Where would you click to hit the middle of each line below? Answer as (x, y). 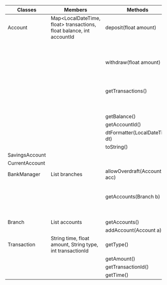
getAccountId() (123, 125)
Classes (27, 10)
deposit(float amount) (131, 28)
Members (76, 10)
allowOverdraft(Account (133, 171)
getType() (117, 244)
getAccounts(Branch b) (133, 197)
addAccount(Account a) (133, 230)
